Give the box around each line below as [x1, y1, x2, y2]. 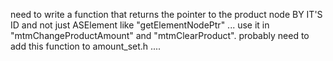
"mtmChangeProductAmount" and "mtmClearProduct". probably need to [10, 30, 310, 41]
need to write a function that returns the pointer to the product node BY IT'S [10, 9, 323, 20]
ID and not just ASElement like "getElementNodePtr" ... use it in [10, 19, 270, 31]
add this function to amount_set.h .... [10, 40, 162, 52]
